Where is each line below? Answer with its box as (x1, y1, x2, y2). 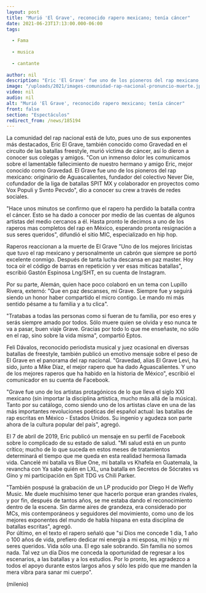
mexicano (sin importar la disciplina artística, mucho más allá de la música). (6, 395, 197, 402)
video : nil (6, 89, 34, 95)
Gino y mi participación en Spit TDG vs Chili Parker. (6, 472, 136, 479)
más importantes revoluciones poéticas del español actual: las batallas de (6, 408, 193, 415)
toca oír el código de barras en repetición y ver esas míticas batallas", (6, 262, 183, 270)
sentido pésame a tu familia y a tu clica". (6, 300, 109, 308)
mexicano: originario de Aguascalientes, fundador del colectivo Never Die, (6, 173, 194, 181)
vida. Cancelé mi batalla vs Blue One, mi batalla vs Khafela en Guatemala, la (6, 459, 198, 467)
